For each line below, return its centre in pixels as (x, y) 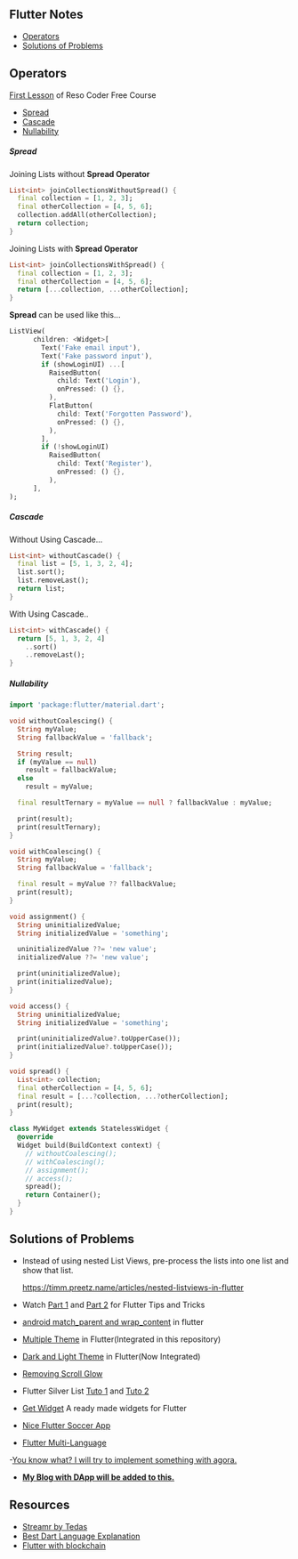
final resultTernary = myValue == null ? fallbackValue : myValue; (145, 803)
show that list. (48, 1270)
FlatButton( (71, 406)
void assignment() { (48, 917)
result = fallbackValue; (71, 770)
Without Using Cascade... (56, 539)
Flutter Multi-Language (64, 1442)
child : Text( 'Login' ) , (99, 381)
